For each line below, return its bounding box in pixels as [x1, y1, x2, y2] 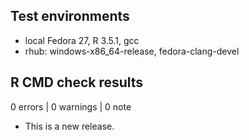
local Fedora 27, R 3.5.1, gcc [24, 34, 140, 46]
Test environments [10, 8, 130, 25]
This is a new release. [24, 120, 115, 132]
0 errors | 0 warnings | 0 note [10, 100, 132, 113]
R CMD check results [10, 74, 144, 91]
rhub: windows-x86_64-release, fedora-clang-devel [24, 45, 240, 57]
